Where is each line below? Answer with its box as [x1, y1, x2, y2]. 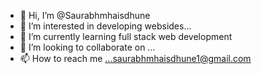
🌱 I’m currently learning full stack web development [19, 31, 233, 42]
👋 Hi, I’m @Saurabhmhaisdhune [19, 10, 151, 21]
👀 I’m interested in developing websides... [19, 20, 192, 32]
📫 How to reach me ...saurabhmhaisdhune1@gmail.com [19, 53, 252, 64]
